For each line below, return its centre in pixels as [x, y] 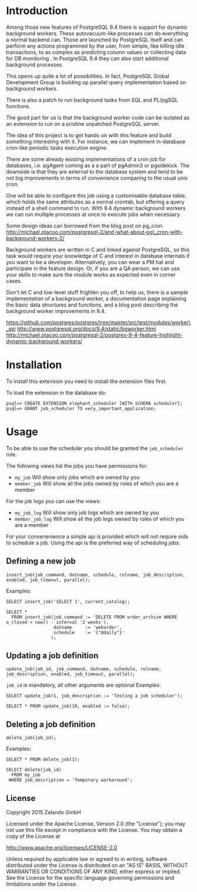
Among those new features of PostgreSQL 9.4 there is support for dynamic [97, 27]
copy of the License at [33, 836]
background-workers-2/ [35, 238]
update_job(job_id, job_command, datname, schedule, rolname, [84, 669]
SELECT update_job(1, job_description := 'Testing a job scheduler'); [94, 696]
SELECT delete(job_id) [34, 770]
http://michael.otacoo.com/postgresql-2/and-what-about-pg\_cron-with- [95, 232]
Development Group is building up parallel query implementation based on [96, 82]
